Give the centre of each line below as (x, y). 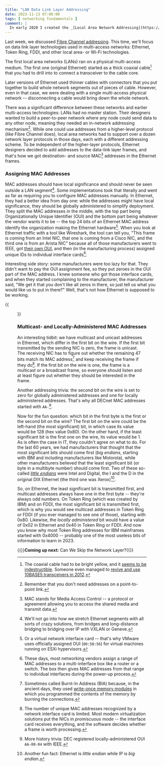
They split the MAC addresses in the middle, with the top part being (73, 211)
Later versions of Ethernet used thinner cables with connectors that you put (81, 82)
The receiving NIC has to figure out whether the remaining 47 (79, 353)
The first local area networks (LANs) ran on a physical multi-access (73, 62)
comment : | (16, 23)
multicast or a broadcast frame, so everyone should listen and (80, 370)
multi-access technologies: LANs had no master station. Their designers (78, 113)
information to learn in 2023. (46, 541)
